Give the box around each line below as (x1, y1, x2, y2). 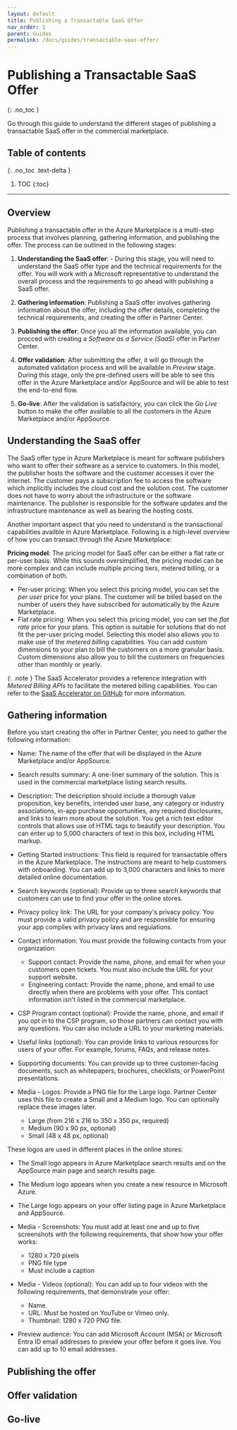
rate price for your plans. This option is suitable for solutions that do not (17, 622, 226, 631)
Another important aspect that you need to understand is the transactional (7, 520, 223, 528)
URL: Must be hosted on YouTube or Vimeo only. (28, 1309, 169, 1318)
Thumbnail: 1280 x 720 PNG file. (28, 1316, 122, 1325)
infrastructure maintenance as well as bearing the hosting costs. (7, 506, 194, 515)
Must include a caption (28, 1267, 95, 1275)
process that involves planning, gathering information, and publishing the (7, 233, 220, 241)
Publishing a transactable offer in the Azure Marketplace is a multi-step (7, 226, 214, 234)
